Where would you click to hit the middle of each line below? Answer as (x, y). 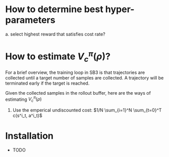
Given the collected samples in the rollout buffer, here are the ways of (78, 93)
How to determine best (54, 9)
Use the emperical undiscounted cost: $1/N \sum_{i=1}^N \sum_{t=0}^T (87, 110)
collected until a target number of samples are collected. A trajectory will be (84, 77)
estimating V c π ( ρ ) (24, 99)
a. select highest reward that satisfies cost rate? (55, 34)
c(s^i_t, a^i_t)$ (27, 115)
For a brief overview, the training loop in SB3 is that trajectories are (75, 72)
